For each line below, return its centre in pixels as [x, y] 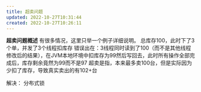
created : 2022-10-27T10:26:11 [44, 23]
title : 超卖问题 [25, 12]
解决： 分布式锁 [25, 83]
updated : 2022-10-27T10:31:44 [44, 17]
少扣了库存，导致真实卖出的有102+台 [52, 70]
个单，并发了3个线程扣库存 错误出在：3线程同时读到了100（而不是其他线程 [99, 48]
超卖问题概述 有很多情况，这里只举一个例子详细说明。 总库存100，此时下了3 [100, 41]
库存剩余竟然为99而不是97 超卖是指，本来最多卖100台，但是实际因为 [107, 63]
